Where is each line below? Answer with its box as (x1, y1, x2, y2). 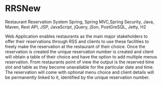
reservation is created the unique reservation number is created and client (5, 49, 154, 55)
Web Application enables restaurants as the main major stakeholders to (5, 33, 148, 39)
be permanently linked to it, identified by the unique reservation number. (5, 74, 150, 80)
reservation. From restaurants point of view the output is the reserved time (5, 59, 154, 65)
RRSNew (5, 3, 41, 14)
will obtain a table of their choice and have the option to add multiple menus (5, 54, 157, 59)
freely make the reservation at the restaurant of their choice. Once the (5, 43, 145, 49)
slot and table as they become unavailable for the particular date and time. (5, 64, 154, 70)
